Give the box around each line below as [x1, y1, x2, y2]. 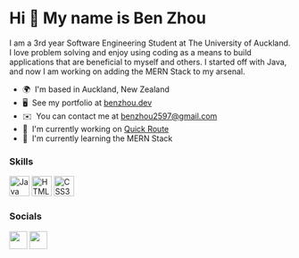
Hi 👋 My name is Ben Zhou [9, 8, 207, 29]
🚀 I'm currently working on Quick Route [21, 123, 170, 134]
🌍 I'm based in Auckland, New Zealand [21, 84, 170, 95]
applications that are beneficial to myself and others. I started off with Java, [9, 56, 287, 67]
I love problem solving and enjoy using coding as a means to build [9, 46, 252, 57]
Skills [9, 155, 34, 168]
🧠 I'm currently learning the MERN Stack [21, 133, 173, 144]
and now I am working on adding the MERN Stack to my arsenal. [9, 66, 245, 77]
